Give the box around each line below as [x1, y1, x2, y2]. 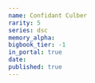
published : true [8, 63, 62, 71]
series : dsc [8, 26, 48, 34]
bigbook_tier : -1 [8, 41, 66, 49]
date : [8, 56, 26, 64]
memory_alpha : [8, 33, 56, 42]
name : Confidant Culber [8, 11, 88, 20]
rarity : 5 [8, 19, 42, 27]
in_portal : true [8, 48, 62, 56]
